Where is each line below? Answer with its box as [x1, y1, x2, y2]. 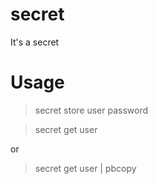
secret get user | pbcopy [34, 162, 137, 174]
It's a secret [10, 36, 60, 48]
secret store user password [34, 104, 149, 116]
